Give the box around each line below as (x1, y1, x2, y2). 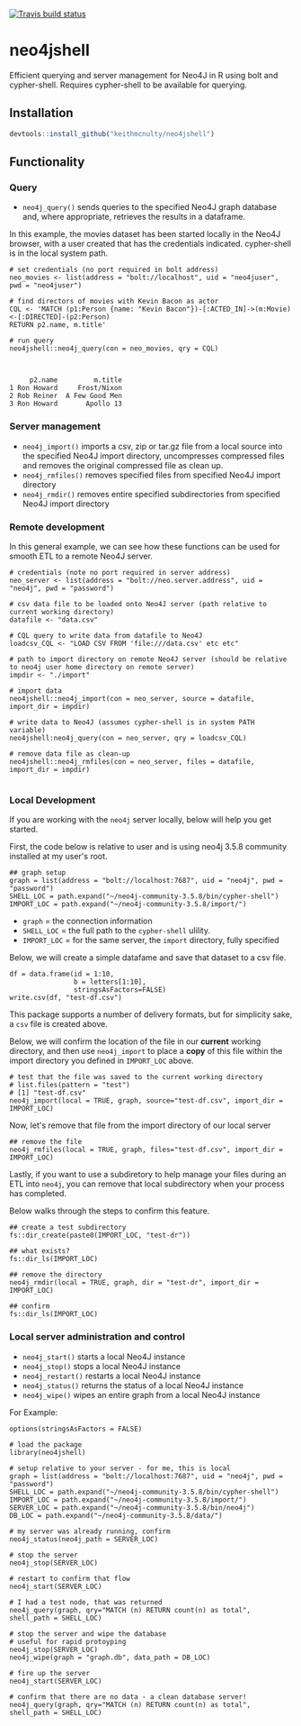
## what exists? (9, 1247, 70, 1256)
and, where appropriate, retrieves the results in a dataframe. (22, 212, 245, 223)
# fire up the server (9, 1668, 91, 1677)
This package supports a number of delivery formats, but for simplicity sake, (9, 1009, 293, 1020)
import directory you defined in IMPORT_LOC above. (9, 1055, 194, 1067)
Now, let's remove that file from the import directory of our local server (9, 1120, 271, 1131)
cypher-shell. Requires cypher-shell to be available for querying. (9, 79, 247, 90)
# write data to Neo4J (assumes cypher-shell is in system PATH (9, 717, 255, 727)
